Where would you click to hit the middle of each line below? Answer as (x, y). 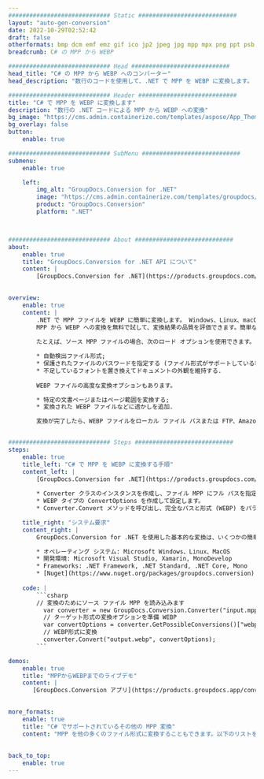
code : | (35, 588)
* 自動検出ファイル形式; (71, 356)
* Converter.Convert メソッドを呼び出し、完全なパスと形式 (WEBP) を (141, 509)
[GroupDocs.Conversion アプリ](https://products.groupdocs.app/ (138, 691)
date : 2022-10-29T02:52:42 (52, 30)
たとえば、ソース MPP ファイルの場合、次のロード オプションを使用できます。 (146, 342)
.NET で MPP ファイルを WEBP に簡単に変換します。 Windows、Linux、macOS (148, 320)
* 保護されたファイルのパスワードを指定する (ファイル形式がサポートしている (146, 363)
